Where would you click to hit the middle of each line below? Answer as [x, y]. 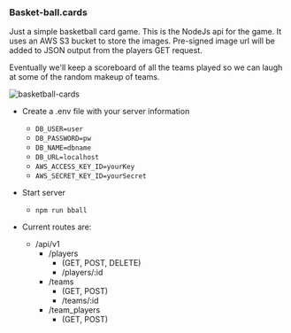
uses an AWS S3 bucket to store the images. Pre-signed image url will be [142, 41]
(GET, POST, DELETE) [101, 263]
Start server [44, 193]
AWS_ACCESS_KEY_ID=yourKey [85, 167]
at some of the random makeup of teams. [84, 77]
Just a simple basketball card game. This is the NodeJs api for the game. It [145, 32]
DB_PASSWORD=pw [63, 139]
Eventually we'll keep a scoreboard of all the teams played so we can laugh [146, 67]
